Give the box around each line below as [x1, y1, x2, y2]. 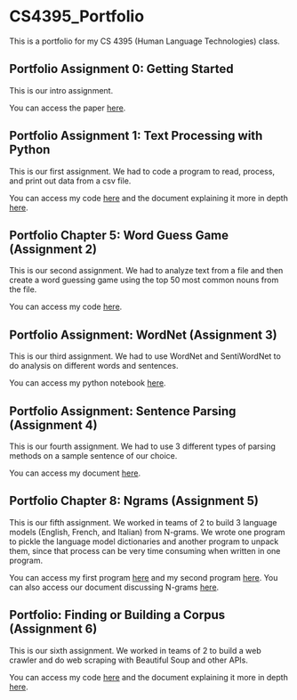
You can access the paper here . [9, 102, 126, 113]
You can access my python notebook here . [9, 378, 166, 388]
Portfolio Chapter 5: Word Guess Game [9, 227, 229, 242]
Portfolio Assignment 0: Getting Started [9, 61, 234, 77]
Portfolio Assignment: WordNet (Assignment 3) [9, 327, 277, 342]
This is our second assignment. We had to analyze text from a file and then [9, 265, 284, 276]
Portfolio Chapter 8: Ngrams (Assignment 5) [9, 493, 260, 509]
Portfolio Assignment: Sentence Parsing [9, 403, 237, 419]
